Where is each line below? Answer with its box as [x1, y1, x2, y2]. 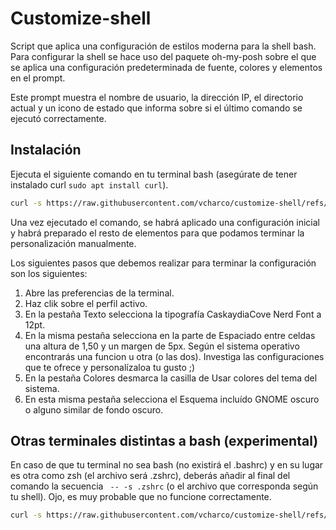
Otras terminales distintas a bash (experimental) [10, 433, 319, 450]
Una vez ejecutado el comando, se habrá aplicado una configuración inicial [10, 216, 320, 228]
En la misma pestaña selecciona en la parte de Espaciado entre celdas [24, 329, 316, 341]
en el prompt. [10, 72, 66, 84]
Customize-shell [10, 7, 152, 30]
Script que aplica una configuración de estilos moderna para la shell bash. [10, 40, 317, 52]
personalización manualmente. [10, 237, 137, 249]
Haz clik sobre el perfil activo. [24, 297, 148, 309]
